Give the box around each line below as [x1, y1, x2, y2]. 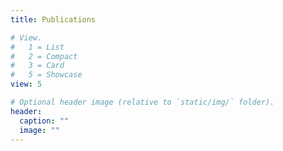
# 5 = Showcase [10, 70, 83, 80]
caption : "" [19, 116, 70, 126]
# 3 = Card [10, 61, 65, 71]
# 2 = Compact [10, 51, 78, 61]
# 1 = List [10, 42, 65, 52]
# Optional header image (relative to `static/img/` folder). [10, 97, 275, 107]
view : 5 [10, 79, 43, 90]
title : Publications [10, 14, 97, 25]
